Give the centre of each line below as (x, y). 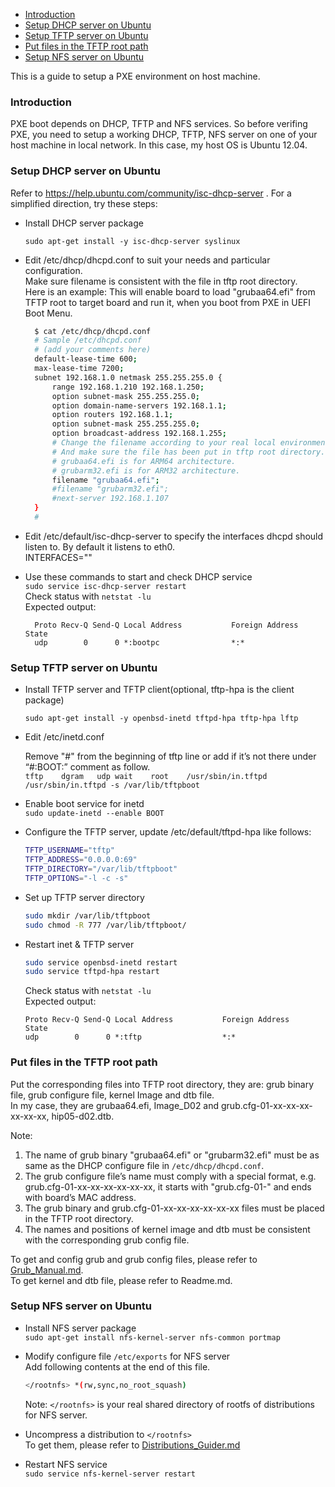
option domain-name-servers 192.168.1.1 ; (139, 405)
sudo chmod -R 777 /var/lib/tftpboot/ (105, 925)
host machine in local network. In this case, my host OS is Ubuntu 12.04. (159, 145)
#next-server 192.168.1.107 (110, 499)
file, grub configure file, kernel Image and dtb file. (112, 1095)
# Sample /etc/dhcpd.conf (88, 340)
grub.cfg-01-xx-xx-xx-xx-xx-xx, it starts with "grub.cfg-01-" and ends (168, 1186)
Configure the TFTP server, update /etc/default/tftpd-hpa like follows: (168, 832)
